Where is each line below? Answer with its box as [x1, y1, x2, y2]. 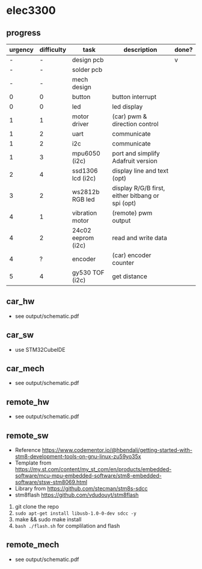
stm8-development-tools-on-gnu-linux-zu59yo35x [14, 453, 141, 460]
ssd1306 [72, 167, 98, 175]
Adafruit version [112, 157, 158, 165]
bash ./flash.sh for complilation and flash [14, 523, 120, 530]
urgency [9, 46, 34, 54]
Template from [14, 459, 52, 466]
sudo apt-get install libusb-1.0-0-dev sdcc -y [14, 510, 136, 517]
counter [112, 259, 134, 267]
